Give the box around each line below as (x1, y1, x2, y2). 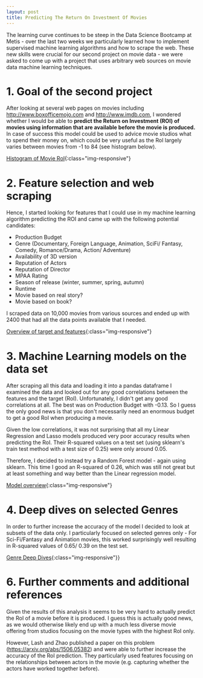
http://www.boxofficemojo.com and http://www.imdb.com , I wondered (6, 111, 181, 118)
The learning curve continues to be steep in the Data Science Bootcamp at (6, 31, 192, 38)
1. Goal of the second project (6, 84, 153, 98)
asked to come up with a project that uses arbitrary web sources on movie (6, 57, 192, 64)
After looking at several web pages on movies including (6, 104, 144, 112)
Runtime (14, 285, 36, 293)
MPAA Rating (14, 272, 48, 279)
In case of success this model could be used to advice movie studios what (6, 130, 192, 138)
